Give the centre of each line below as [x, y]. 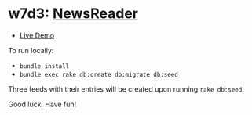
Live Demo [37, 35]
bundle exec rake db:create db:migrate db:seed [99, 74]
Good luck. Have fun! [42, 104]
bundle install [44, 66]
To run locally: [31, 50]
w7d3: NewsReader [73, 14]
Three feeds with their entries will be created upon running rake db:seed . [126, 89]
